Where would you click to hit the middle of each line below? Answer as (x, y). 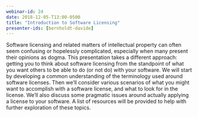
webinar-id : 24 (25, 12)
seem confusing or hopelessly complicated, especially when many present (97, 51)
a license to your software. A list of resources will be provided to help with (96, 102)
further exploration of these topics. (48, 108)
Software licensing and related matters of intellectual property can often (94, 45)
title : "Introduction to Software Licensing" (63, 22)
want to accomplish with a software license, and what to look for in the (92, 89)
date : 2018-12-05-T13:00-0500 (43, 17)
